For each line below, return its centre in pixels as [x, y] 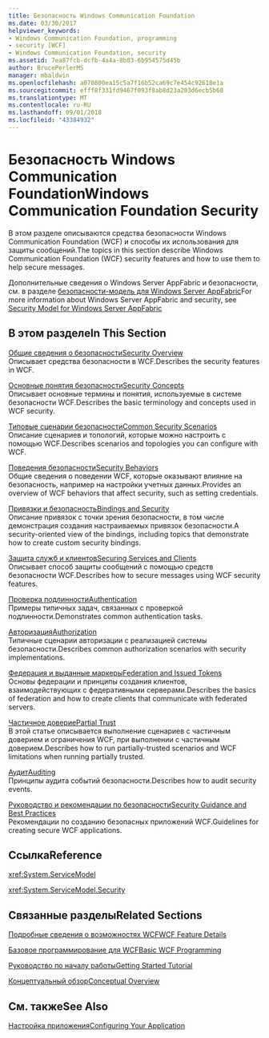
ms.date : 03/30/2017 [43, 23]
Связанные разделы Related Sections [105, 915]
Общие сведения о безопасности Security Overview [96, 353]
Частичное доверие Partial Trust [62, 722]
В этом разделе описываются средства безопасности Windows [117, 232]
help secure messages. [47, 267]
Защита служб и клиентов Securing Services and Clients [102, 558]
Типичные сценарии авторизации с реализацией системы [108, 640]
